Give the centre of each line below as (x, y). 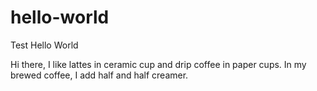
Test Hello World (44, 45)
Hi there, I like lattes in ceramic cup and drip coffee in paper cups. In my (158, 64)
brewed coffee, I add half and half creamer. (99, 75)
